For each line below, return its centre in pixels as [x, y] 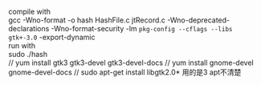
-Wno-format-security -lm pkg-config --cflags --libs [142, 28]
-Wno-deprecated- [199, 20]
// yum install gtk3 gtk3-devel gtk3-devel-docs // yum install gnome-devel [131, 63]
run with [22, 46]
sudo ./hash [28, 54]
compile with [29, 12]
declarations [29, 28]
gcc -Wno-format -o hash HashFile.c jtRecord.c [87, 20]
